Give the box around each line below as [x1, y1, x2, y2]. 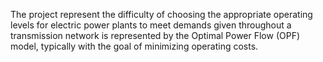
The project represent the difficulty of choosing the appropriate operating [10, 9, 313, 20]
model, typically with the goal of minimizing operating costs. [10, 40, 259, 52]
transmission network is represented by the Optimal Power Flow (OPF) [10, 30, 301, 41]
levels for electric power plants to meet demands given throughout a [10, 19, 292, 31]
